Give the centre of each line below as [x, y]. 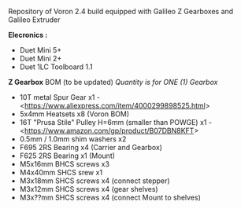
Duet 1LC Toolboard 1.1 [56, 67]
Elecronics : [28, 35]
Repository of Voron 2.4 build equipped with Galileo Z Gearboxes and [121, 11]
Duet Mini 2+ [41, 59]
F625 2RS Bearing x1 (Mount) [67, 156]
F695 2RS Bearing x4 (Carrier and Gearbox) [91, 147]
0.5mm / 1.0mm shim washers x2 [73, 139]
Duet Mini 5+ [41, 50]
